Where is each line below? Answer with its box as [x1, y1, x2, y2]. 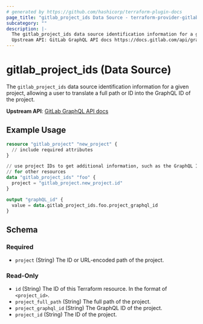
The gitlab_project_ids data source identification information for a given [6, 83, 189, 90]
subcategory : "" [6, 20, 47, 26]
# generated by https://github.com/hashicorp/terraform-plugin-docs [6, 8, 182, 15]
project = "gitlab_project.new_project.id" [11, 180, 123, 186]
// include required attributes [11, 146, 94, 153]
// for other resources [6, 169, 66, 175]
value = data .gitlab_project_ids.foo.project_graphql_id [11, 202, 158, 209]
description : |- [6, 25, 47, 32]
